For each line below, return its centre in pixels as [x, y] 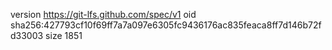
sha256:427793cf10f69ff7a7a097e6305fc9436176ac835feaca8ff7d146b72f [166, 25]
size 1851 [64, 35]
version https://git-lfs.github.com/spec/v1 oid [103, 14]
